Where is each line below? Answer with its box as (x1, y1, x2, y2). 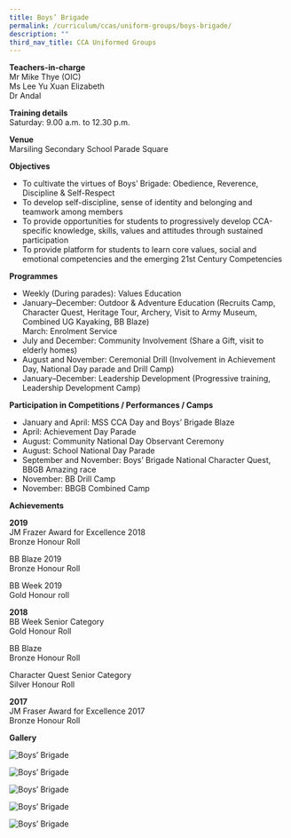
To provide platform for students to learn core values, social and (21, 244, 257, 255)
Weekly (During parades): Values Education (21, 288, 182, 299)
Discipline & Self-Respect (21, 188, 115, 198)
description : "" (9, 29, 69, 38)
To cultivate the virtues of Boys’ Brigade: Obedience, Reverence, (21, 179, 259, 189)
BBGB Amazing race (21, 464, 97, 475)
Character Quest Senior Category (9, 670, 131, 681)
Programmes (9, 271, 59, 282)
